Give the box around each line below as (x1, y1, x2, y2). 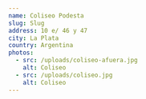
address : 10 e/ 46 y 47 (8, 26, 88, 34)
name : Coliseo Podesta (8, 11, 84, 20)
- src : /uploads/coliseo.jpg (15, 71, 113, 79)
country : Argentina (8, 42, 74, 49)
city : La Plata (8, 34, 59, 42)
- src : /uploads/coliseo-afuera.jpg (15, 57, 138, 65)
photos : (8, 49, 34, 57)
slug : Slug (8, 19, 45, 27)
